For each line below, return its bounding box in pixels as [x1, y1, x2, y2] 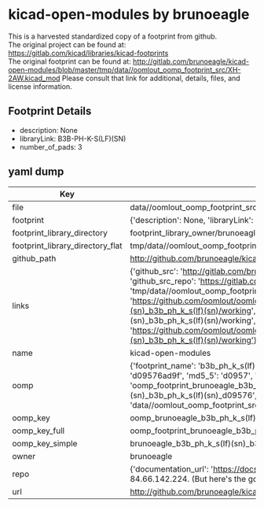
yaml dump [8, 165, 64, 179]
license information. [8, 81, 72, 91]
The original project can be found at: [8, 39, 126, 49]
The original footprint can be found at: [8, 57, 131, 66]
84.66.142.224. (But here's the [129, 473, 247, 484]
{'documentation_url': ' [129, 463, 214, 474]
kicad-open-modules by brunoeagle [8, 6, 250, 24]
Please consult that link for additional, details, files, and [61, 73, 241, 83]
